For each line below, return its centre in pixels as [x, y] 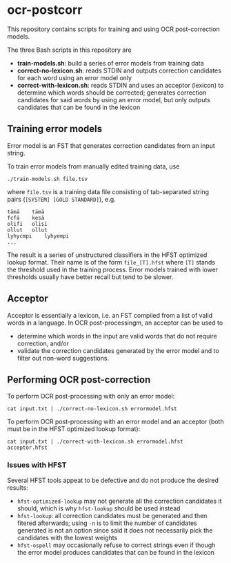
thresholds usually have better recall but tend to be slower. [90, 277]
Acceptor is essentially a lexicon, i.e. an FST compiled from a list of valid [110, 315]
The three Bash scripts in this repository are [70, 50]
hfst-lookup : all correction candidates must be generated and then [112, 515]
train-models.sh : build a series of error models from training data [110, 63]
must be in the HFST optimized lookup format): [74, 429]
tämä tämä [26, 212]
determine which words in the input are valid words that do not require [117, 336]
